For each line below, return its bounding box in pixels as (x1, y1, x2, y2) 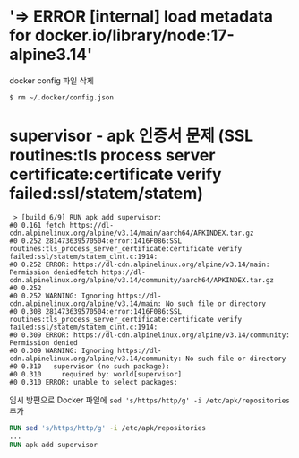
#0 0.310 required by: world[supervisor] (9, 369, 182, 378)
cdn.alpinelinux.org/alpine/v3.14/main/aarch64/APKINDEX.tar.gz (9, 229, 254, 238)
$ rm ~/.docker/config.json (9, 92, 115, 102)
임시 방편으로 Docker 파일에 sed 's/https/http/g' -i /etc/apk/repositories (9, 394, 291, 405)
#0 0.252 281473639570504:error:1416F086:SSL (9, 236, 182, 246)
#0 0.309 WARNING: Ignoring (9, 346, 115, 355)
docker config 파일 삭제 (9, 74, 94, 86)
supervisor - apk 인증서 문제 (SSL (9, 125, 254, 146)
